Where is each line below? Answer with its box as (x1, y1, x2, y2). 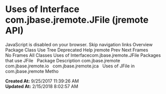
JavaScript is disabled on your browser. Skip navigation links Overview (5, 41, 153, 47)
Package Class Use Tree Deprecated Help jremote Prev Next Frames (5, 47, 148, 53)
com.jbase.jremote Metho (5, 68, 59, 74)
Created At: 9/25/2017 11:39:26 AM (5, 78, 79, 84)
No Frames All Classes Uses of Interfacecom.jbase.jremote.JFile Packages (5, 52, 161, 58)
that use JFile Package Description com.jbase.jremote (5, 57, 120, 63)
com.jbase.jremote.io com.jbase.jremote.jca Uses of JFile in (5, 63, 135, 69)
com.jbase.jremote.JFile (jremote (5, 14, 149, 26)
